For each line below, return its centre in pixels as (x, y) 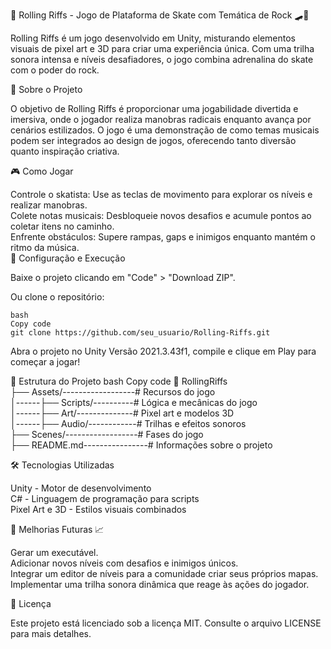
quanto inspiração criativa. (65, 151)
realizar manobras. (49, 205)
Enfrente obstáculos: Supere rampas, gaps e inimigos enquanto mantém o (163, 237)
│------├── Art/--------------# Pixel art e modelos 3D (122, 413)
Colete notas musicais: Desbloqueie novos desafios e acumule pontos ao (161, 215)
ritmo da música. (45, 247)
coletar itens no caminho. (62, 226)
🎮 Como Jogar (42, 171)
